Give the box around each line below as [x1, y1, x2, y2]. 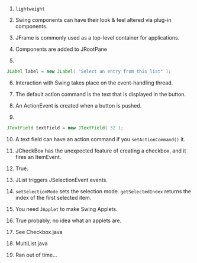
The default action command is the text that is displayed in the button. [15, 90, 186, 98]
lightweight [15, 6, 45, 12]
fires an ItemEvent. [15, 153, 62, 160]
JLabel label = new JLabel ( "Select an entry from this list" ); [7, 69, 171, 74]
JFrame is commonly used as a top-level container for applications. [15, 34, 180, 41]
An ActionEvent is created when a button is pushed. [15, 102, 142, 109]
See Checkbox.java [15, 228, 63, 235]
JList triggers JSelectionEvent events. [15, 176, 108, 183]
